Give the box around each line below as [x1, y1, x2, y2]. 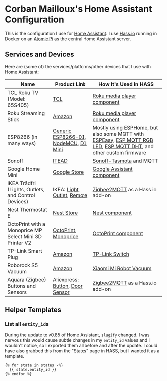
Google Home [7, 165, 40, 172]
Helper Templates [5, 306, 62, 314]
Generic [53, 127, 72, 134]
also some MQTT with [92, 130, 144, 137]
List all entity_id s [5, 321, 49, 328]
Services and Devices [5, 50, 74, 59]
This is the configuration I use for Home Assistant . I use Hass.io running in [5, 30, 157, 36]
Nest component [92, 209, 132, 216]
